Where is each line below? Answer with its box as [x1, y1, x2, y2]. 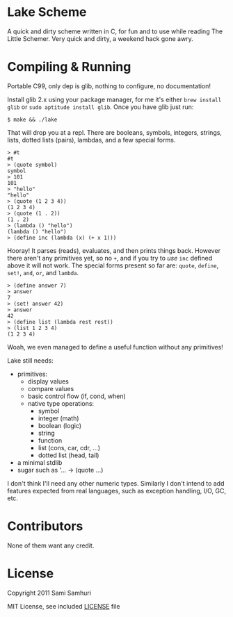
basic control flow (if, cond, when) [27, 392, 127, 400]
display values [27, 377, 70, 386]
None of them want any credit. [7, 541, 95, 550]
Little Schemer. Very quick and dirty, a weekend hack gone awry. [7, 34, 193, 42]
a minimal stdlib [17, 458, 63, 466]
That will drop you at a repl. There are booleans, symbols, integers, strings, [7, 128, 223, 136]
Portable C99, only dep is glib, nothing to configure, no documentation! [7, 81, 211, 90]
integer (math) [38, 414, 79, 422]
